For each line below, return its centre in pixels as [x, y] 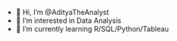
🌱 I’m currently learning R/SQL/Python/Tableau [92, 29]
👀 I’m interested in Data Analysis [68, 20]
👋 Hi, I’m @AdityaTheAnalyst [62, 12]
